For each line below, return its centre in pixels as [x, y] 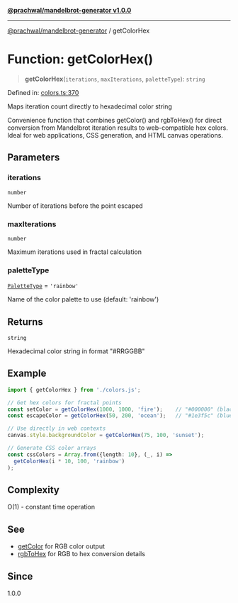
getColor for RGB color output [61, 546]
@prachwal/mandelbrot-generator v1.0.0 [69, 10]
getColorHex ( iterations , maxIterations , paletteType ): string [115, 79]
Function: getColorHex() [80, 59]
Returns [25, 322]
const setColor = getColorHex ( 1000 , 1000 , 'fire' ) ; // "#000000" [110, 409]
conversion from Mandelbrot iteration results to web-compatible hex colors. [118, 128]
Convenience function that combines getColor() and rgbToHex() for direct [114, 120]
